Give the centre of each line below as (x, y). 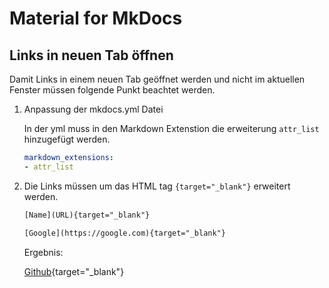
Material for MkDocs (96, 18)
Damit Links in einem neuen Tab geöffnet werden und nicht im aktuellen (157, 79)
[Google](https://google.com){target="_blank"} (124, 233)
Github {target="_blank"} (74, 271)
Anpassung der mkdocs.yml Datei (93, 109)
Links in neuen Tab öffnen (91, 55)
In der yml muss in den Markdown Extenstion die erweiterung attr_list (171, 128)
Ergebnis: (43, 252)
